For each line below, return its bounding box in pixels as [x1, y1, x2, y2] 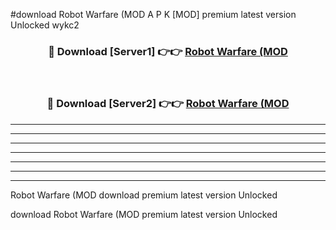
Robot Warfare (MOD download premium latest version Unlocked [10, 189, 278, 201]
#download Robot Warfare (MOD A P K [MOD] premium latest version [10, 9, 297, 20]
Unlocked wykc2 [10, 19, 80, 31]
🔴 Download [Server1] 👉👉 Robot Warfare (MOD [48, 44, 288, 58]
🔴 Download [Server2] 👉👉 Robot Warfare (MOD [46, 97, 290, 111]
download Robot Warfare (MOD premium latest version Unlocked [10, 208, 278, 220]
